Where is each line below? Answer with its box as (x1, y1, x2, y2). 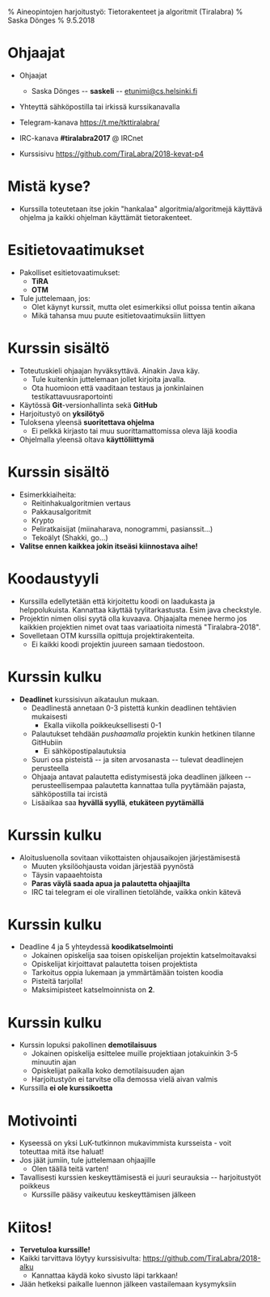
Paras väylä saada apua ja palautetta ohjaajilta (31, 878, 191, 888)
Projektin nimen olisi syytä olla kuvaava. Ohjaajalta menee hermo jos (19, 613, 247, 623)
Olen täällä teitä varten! (31, 1164, 109, 1174)
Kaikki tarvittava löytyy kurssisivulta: (19, 1253, 141, 1263)
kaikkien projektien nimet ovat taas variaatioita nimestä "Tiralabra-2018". (19, 622, 261, 632)
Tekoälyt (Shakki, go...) (31, 532, 108, 542)
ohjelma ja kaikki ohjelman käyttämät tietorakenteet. (19, 212, 192, 222)
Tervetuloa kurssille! (19, 1245, 91, 1255)
